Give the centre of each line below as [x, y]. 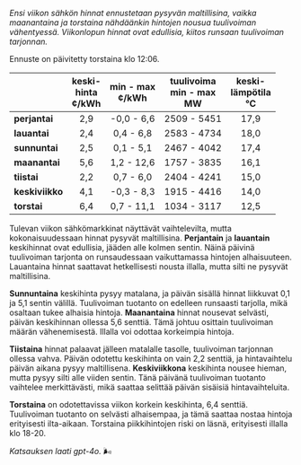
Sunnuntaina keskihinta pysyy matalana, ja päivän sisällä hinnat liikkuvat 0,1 [150, 294]
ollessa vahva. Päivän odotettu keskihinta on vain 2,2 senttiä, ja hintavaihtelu [151, 359]
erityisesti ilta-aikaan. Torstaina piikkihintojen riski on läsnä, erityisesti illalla [149, 424]
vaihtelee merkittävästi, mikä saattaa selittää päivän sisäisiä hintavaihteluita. [150, 387]
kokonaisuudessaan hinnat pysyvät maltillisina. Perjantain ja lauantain [140, 238]
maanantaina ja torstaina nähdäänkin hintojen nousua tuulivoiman [133, 22]
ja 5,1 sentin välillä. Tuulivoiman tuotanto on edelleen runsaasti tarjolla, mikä [149, 303]
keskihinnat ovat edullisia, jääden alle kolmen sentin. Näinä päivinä [132, 247]
